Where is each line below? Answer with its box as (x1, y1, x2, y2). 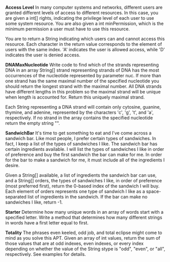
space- (146, 188, 161, 194)
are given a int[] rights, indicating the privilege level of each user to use (5, 15, 154, 21)
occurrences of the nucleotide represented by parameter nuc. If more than (5, 73, 161, 78)
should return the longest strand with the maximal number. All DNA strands (5, 83, 162, 89)
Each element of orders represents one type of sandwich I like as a (5, 188, 146, 194)
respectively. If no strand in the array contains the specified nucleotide (5, 115, 153, 121)
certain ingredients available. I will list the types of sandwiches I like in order (5, 146, 164, 152)
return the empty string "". (5, 120, 60, 126)
